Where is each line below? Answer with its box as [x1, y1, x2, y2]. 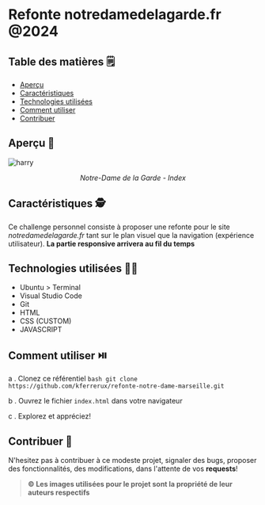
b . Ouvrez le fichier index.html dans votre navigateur [8, 396, 184, 406]
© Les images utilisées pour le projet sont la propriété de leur [27, 480, 233, 489]
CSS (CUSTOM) [19, 316, 72, 326]
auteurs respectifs [27, 488, 90, 497]
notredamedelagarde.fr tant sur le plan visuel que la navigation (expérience [8, 230, 255, 239]
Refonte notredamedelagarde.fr [8, 6, 221, 24]
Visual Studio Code [19, 291, 83, 300]
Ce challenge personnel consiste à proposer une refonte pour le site [8, 222, 231, 231]
